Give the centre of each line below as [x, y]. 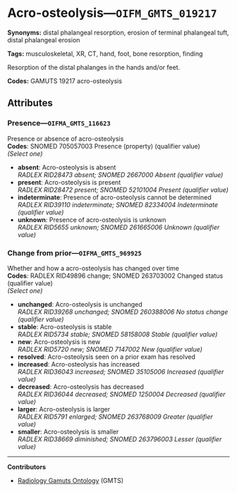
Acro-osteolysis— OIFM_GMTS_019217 [112, 13]
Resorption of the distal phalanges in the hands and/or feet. [94, 67]
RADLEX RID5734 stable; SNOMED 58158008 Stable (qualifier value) [117, 334]
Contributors [27, 467]
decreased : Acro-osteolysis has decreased [81, 386]
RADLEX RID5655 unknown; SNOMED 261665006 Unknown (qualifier [119, 227]
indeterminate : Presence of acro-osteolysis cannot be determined [114, 197]
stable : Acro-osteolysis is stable [65, 326]
